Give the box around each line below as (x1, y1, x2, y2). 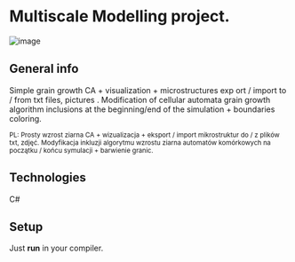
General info (9, 61, 79, 76)
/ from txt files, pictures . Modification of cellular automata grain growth (9, 94, 271, 105)
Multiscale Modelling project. (9, 6, 230, 27)
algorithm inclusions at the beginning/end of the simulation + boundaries (9, 104, 275, 115)
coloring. (9, 113, 42, 123)
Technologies (9, 171, 87, 186)
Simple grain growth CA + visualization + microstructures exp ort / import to (9, 84, 287, 95)
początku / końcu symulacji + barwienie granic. (9, 146, 154, 155)
